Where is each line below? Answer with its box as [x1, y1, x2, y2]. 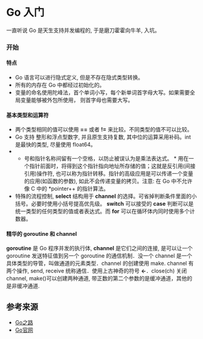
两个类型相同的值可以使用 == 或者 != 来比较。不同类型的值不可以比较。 [14, 126, 193, 133]
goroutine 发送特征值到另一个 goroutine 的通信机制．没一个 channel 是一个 [6, 252, 193, 259]
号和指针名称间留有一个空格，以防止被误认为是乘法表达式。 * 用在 [24, 155, 189, 162]
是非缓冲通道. [6, 282, 40, 290]
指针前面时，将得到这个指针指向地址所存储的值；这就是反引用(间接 [29, 162, 196, 169]
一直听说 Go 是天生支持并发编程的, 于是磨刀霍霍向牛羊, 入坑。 [6, 27, 160, 34]
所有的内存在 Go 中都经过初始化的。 [14, 81, 105, 89]
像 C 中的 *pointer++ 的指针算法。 [24, 185, 109, 192]
